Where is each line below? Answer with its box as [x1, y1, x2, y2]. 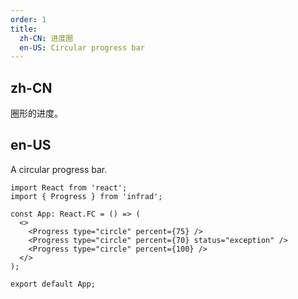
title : [10, 24, 38, 34]
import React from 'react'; [10, 182, 128, 193]
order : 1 [10, 14, 47, 25]
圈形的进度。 [10, 107, 63, 120]
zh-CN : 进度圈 [19, 33, 74, 43]
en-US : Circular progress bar [19, 42, 145, 53]
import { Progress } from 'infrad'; [10, 191, 163, 201]
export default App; [10, 279, 97, 289]
